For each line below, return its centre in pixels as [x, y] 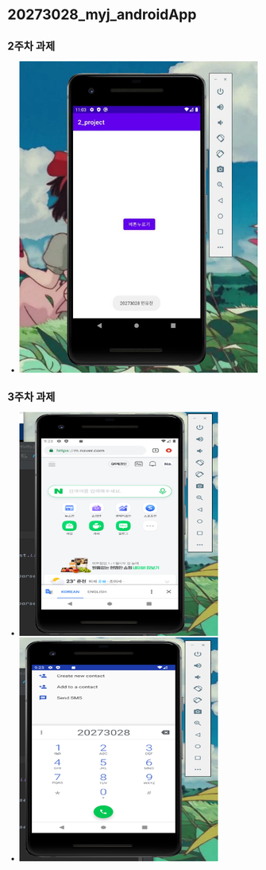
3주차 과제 [31, 397]
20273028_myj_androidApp [102, 15]
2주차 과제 [31, 46]
